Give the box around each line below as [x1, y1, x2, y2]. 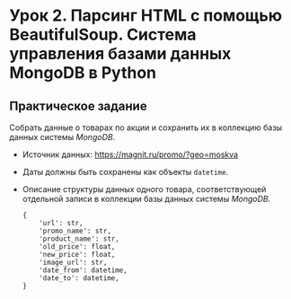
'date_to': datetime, [39, 274, 119, 283]
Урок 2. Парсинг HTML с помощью [9, 5, 283, 26]
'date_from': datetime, [39, 266, 128, 275]
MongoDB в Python [9, 63, 157, 84]
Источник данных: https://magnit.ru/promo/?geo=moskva [22, 149, 239, 160]
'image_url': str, [39, 258, 108, 267]
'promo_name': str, [39, 226, 112, 235]
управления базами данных [9, 44, 232, 64]
